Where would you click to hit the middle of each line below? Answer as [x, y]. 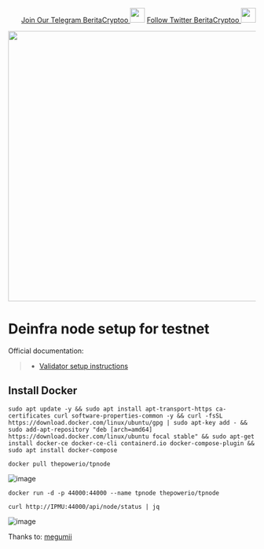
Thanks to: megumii [40, 536]
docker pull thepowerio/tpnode [59, 464]
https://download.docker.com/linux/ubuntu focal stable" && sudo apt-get [132, 437]
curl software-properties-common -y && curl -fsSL [138, 416]
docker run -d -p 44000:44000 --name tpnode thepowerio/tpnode [114, 493]
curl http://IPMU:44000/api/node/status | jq [84, 507]
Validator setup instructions [83, 366]
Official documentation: [46, 351]
